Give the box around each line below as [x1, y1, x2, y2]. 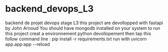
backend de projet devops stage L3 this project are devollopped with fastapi [5, 20, 163, 26]
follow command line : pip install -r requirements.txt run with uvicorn [5, 36, 147, 42]
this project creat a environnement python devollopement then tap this [5, 30, 151, 36]
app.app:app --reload [5, 41, 50, 47]
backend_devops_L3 [5, 3, 94, 15]
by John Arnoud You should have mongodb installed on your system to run [5, 25, 160, 31]
